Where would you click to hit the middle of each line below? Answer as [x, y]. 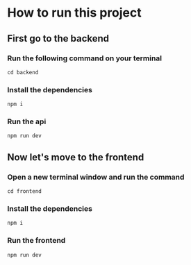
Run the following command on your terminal [85, 58]
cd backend [23, 72]
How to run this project [75, 13]
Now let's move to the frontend [76, 157]
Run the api [27, 121]
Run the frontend [36, 241]
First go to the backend [58, 39]
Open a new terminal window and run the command [96, 177]
